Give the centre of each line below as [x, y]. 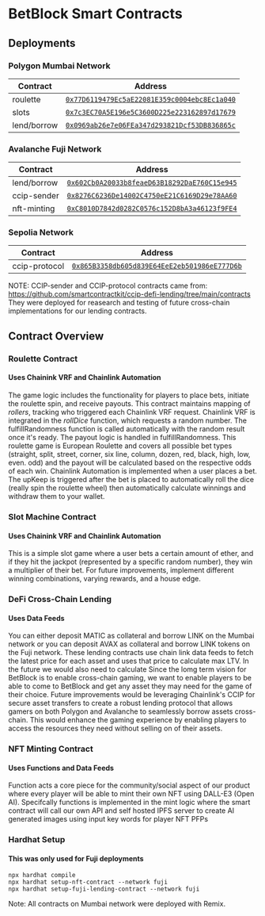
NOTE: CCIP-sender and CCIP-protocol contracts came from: [108, 286]
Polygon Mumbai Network [59, 66]
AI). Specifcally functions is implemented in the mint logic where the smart [129, 803]
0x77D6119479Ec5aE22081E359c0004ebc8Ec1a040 [151, 99]
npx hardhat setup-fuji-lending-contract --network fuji [104, 889]
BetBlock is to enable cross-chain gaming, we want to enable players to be [130, 678]
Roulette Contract [43, 358]
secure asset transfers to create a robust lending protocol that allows [121, 703]
